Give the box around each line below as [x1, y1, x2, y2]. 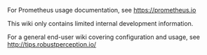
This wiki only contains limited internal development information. [7, 19, 194, 27]
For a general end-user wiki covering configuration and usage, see [7, 33, 200, 41]
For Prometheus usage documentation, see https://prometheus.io [7, 6, 196, 14]
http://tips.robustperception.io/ [7, 40, 97, 48]
